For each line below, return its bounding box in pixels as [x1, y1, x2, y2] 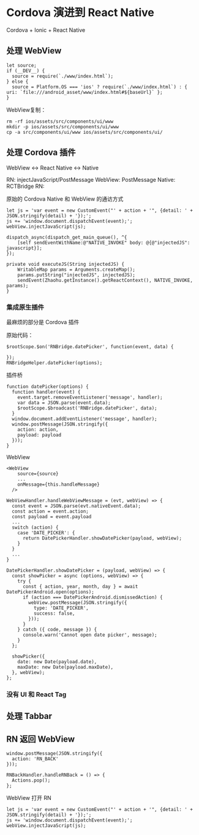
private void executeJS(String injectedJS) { [6, 261, 124, 267]
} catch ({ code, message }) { [17, 626, 97, 632]
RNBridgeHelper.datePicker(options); [6, 360, 103, 366]
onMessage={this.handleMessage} [17, 481, 100, 487]
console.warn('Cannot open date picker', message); [22, 632, 157, 638]
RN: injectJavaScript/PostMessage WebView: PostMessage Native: [6, 176, 176, 183]
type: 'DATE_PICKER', [33, 605, 89, 611]
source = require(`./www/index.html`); [12, 73, 114, 79]
